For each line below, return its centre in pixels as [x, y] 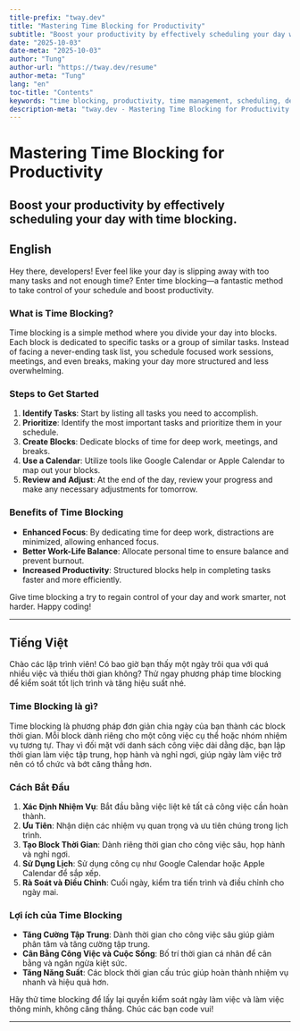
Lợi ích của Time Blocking [66, 915]
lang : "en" [29, 84]
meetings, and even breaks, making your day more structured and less [139, 361]
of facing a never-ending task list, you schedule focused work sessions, [142, 351]
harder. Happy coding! [50, 606]
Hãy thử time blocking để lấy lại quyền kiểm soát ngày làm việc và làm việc [147, 1000]
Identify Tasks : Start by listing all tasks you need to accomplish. [140, 413]
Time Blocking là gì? [54, 706]
